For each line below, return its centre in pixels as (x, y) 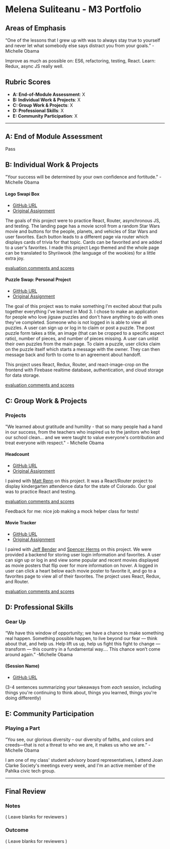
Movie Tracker (21, 523)
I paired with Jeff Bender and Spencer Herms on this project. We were (78, 549)
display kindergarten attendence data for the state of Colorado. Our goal (81, 486)
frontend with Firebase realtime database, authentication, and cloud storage (84, 370)
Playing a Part (23, 728)
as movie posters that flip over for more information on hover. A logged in (82, 565)
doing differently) (23, 698)
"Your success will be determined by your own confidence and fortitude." (82, 177)
